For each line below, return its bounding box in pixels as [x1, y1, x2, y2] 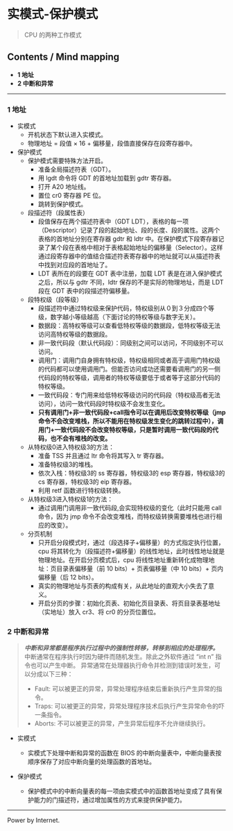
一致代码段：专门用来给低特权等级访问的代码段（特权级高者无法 [37, 391, 221, 399]
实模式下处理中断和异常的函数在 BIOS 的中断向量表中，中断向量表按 [27, 749, 222, 757]
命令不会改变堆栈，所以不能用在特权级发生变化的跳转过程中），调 [37, 417, 224, 426]
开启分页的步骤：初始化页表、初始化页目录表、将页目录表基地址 [37, 599, 221, 607]
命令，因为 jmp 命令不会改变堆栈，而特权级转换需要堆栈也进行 [37, 512, 216, 521]
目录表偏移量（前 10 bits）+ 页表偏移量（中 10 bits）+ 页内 [56, 564, 224, 573]
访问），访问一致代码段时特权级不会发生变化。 [37, 400, 169, 408]
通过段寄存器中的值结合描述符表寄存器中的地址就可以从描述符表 [37, 252, 221, 260]
